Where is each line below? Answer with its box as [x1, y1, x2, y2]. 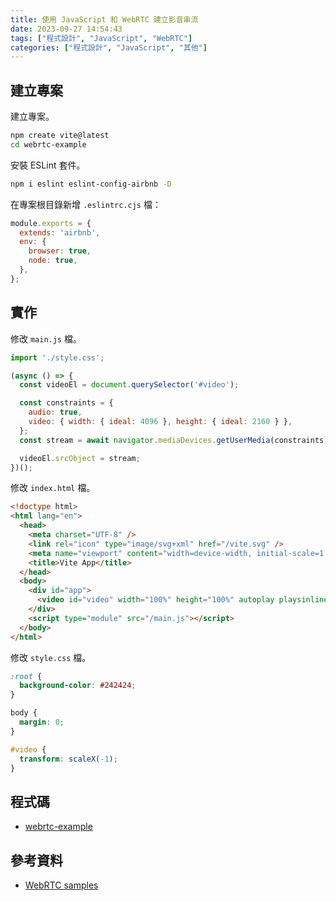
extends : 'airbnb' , [19, 227, 101, 238]
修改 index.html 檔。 [10, 482, 96, 494]
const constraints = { [19, 398, 114, 408]
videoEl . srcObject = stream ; [19, 453, 141, 463]
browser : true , [28, 246, 92, 256]
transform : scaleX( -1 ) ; [19, 754, 118, 764]
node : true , [28, 256, 78, 266]
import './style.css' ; [10, 352, 105, 363]
